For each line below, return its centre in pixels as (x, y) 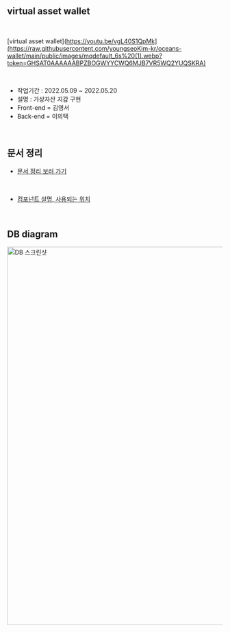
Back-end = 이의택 (43, 116)
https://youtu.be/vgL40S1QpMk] (112, 41)
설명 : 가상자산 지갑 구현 (49, 99)
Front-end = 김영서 (43, 107)
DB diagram (33, 234)
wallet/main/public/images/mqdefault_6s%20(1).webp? (85, 56)
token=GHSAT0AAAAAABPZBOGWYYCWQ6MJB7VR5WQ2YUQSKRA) (107, 63)
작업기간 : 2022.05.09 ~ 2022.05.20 (67, 90)
